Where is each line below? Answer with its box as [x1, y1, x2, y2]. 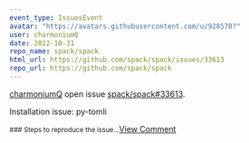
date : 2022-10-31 [9, 38, 75, 48]
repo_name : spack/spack [9, 47, 100, 56]
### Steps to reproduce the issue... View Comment [9, 123, 177, 134]
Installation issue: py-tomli [9, 106, 107, 117]
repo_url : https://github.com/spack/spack [9, 64, 172, 73]
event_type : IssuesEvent [9, 13, 103, 23]
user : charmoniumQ [9, 30, 79, 39]
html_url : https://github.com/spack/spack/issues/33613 [9, 55, 225, 64]
